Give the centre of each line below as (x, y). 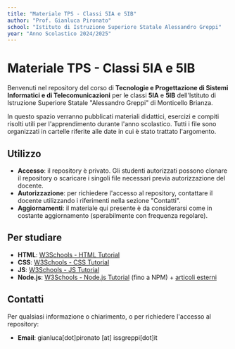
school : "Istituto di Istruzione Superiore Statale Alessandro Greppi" (114, 27)
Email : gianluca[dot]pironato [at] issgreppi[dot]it (88, 337)
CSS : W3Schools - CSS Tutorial (63, 262)
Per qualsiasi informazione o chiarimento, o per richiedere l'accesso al (109, 316)
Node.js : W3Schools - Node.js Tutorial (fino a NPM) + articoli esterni (117, 277)
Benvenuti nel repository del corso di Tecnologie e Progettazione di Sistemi (118, 88)
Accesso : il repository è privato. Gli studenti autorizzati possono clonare (122, 171)
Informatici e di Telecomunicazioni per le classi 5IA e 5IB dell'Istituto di (112, 95)
